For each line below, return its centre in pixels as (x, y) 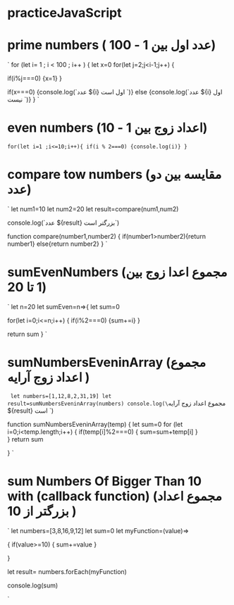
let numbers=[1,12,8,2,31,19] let (61, 396)
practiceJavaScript (64, 13)
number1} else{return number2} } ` (57, 244)
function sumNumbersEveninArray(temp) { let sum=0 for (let (95, 424)
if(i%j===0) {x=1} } (35, 78)
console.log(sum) (33, 585)
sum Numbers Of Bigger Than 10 (105, 481)
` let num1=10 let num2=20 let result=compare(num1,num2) (93, 209)
